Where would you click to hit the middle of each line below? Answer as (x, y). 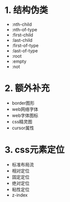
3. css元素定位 (35, 150)
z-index (20, 195)
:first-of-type (25, 45)
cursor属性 (23, 128)
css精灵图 (22, 121)
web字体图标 (25, 115)
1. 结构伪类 (26, 10)
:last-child (22, 40)
